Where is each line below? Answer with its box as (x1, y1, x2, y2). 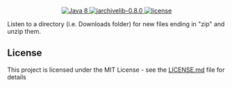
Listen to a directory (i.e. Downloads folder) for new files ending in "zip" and (7, 20, 225, 28)
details (7, 72, 26, 81)
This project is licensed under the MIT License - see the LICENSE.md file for (7, 66, 225, 74)
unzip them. (7, 28, 42, 35)
